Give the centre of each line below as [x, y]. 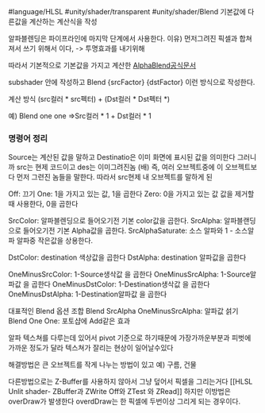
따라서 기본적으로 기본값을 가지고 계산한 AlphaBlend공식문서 [102, 65]
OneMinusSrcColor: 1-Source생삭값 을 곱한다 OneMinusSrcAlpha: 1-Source [129, 274]
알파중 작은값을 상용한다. [55, 241]
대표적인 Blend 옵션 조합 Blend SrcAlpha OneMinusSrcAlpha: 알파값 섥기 [123, 311]
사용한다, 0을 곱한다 [47, 204]
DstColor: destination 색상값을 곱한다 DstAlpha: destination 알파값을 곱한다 [127, 257]
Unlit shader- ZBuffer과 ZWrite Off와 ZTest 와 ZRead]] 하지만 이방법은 [120, 392]
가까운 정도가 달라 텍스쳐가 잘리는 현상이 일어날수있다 [91, 348]
